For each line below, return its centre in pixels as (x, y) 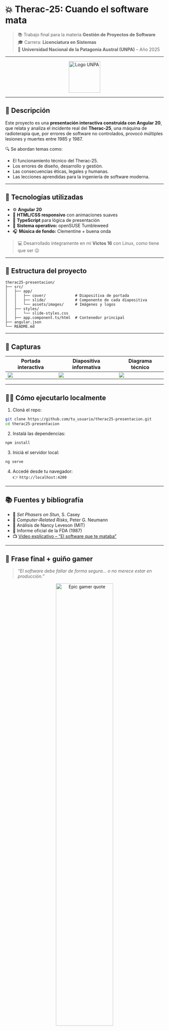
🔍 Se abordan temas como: (34, 149)
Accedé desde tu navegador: (43, 471)
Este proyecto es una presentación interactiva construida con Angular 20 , (83, 123)
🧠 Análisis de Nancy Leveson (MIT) (49, 525)
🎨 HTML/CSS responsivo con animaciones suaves (65, 215)
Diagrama (140, 361)
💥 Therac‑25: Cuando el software (77, 9)
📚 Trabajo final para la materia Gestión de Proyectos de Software (87, 34)
